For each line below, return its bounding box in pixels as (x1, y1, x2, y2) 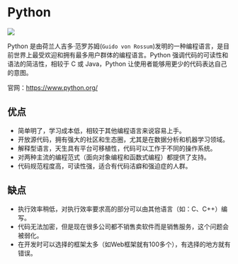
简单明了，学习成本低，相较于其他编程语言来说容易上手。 (17, 126, 186, 134)
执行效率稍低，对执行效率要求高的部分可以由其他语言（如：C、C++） (17, 205, 222, 213)
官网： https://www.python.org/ (7, 83, 98, 92)
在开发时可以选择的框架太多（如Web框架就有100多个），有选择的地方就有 (17, 240, 231, 248)
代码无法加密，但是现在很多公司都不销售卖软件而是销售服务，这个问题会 (17, 222, 229, 231)
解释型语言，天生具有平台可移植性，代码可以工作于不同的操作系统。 (17, 144, 217, 152)
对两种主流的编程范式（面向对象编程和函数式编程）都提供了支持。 (17, 153, 210, 161)
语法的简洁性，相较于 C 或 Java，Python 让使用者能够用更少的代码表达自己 (7, 59, 227, 68)
